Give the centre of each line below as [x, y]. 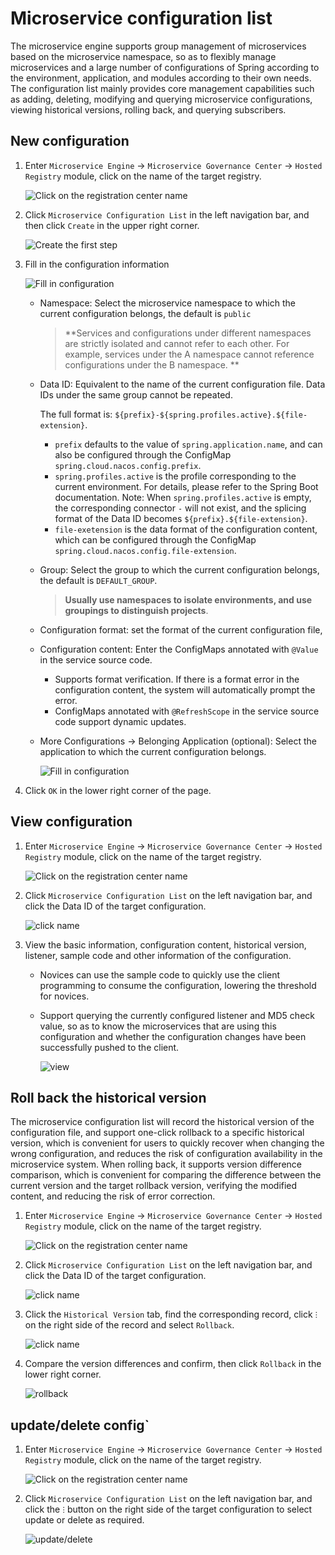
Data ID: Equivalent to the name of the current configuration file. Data [182, 384]
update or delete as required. [84, 1520]
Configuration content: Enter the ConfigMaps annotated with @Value [179, 649]
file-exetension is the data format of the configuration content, [186, 529]
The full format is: [76, 414]
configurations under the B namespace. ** [152, 364]
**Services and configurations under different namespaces [188, 333]
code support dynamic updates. [120, 721]
